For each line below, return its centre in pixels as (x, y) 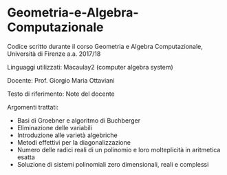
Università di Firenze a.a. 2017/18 (54, 54)
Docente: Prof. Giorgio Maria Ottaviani (61, 80)
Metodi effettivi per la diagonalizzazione (74, 142)
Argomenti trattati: (33, 107)
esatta (26, 157)
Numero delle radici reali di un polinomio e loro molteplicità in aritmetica (119, 150)
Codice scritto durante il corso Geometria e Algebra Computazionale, (105, 46)
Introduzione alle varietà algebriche (67, 135)
